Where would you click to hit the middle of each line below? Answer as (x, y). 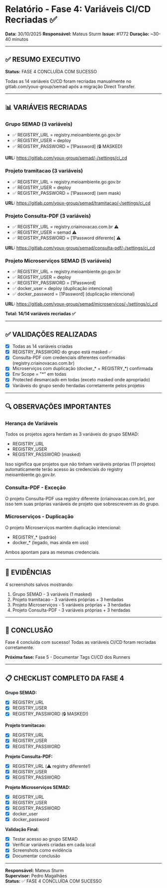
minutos (20, 39)
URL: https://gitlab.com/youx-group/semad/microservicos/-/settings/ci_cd (82, 304)
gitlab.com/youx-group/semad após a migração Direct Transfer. (70, 86)
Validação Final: (22, 829)
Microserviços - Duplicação (39, 517)
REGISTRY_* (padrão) (34, 537)
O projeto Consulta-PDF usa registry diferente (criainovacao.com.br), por (80, 498)
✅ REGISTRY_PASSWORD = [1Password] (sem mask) (67, 193)
